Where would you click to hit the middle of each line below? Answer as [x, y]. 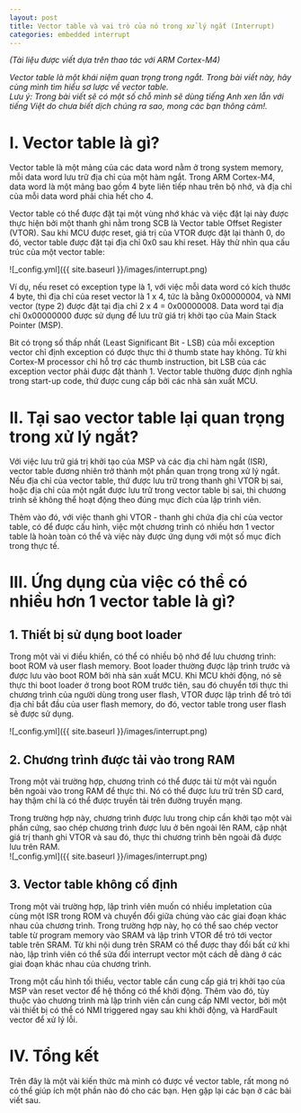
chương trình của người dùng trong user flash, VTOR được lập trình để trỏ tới [150, 695]
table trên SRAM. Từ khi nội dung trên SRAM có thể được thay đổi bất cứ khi [150, 944]
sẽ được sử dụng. [42, 714]
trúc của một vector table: [57, 252]
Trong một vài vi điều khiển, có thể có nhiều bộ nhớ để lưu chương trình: [143, 657]
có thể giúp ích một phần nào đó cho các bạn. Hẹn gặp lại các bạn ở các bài [150, 1090]
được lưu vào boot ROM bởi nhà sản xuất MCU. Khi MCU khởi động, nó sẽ [146, 676]
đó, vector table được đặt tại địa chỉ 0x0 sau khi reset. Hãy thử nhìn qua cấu [150, 242]
